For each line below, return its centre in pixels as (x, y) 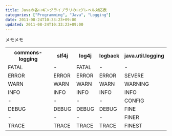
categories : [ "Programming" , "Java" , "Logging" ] (58, 15)
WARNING (137, 84)
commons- (28, 53)
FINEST (133, 126)
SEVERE (134, 76)
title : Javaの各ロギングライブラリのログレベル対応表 (56, 10)
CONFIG (134, 101)
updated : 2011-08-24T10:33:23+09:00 (44, 24)
